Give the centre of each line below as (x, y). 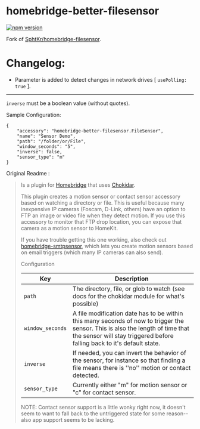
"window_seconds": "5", (46, 146)
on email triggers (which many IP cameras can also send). (92, 252)
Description (132, 279)
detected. (86, 375)
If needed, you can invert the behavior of (129, 353)
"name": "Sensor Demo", (46, 136)
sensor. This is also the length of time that (131, 328)
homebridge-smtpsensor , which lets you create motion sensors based (107, 246)
